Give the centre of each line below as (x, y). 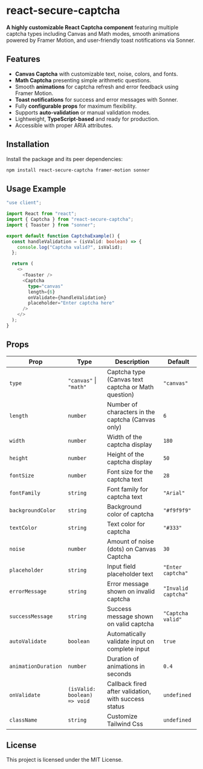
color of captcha (130, 514)
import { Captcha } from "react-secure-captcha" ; (70, 219)
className (23, 720)
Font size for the (130, 472)
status (116, 706)
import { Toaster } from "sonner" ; (51, 225)
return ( (23, 264)
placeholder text (130, 574)
